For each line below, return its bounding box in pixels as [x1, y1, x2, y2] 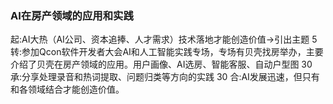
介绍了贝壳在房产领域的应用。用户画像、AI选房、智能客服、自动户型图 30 [10, 58, 313, 71]
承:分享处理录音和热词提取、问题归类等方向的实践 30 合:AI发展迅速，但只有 [10, 71, 320, 83]
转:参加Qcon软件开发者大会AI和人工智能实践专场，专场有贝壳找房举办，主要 [10, 46, 324, 58]
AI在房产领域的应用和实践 [10, 8, 134, 22]
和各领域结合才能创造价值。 [10, 83, 125, 96]
